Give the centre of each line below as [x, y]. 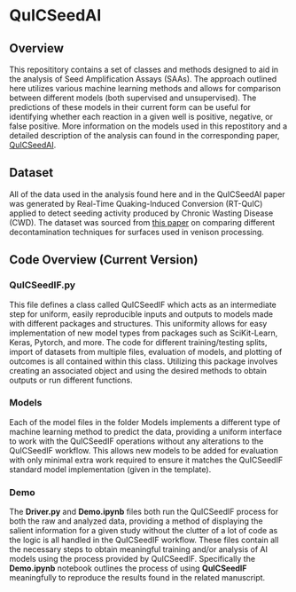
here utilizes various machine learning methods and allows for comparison [145, 88]
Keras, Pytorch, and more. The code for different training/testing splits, [138, 342]
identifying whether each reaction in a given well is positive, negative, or [141, 117]
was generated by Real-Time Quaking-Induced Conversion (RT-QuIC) [136, 203]
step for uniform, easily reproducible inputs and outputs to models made [141, 314]
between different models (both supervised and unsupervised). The [133, 98]
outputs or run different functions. [71, 380]
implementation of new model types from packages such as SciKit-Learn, [144, 333]
